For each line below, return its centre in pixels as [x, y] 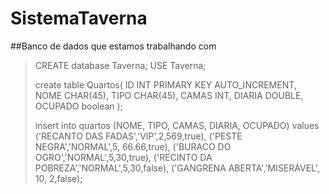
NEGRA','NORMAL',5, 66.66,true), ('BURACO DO [133, 146]
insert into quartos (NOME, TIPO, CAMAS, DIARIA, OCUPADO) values [177, 125]
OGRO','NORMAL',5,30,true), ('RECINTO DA [123, 157]
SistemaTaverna [79, 18]
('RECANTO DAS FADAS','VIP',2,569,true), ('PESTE [138, 136]
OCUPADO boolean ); [78, 106]
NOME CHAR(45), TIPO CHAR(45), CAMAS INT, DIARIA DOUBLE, [169, 95]
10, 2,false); [58, 178]
